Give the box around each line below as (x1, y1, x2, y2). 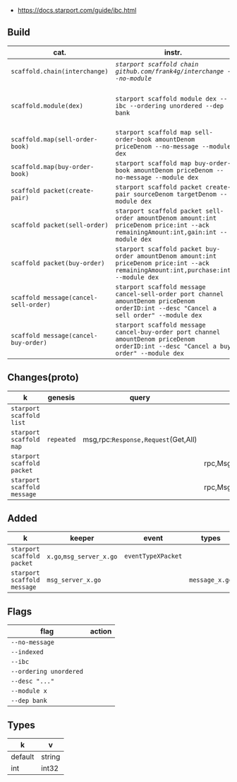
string (41, 752, 61, 762)
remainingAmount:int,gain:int (115, 228, 217, 236)
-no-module (115, 74, 152, 82)
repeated (47, 435, 76, 443)
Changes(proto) (7, 371, 79, 384)
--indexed (11, 648, 44, 656)
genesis (47, 392, 75, 402)
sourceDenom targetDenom (133, 190, 217, 198)
